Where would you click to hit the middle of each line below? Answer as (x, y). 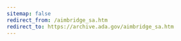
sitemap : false (29, 14)
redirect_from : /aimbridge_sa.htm (57, 20)
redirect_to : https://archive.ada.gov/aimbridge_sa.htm (90, 26)
